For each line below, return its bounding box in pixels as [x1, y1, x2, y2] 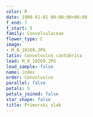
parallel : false [6, 80, 46, 86]
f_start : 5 [6, 25, 33, 31]
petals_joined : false [6, 91, 59, 97]
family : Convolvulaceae [6, 31, 64, 37]
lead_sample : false [6, 63, 54, 70]
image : [6, 42, 22, 48]
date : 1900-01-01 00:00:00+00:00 [6, 14, 88, 20]
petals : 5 [6, 86, 30, 92]
